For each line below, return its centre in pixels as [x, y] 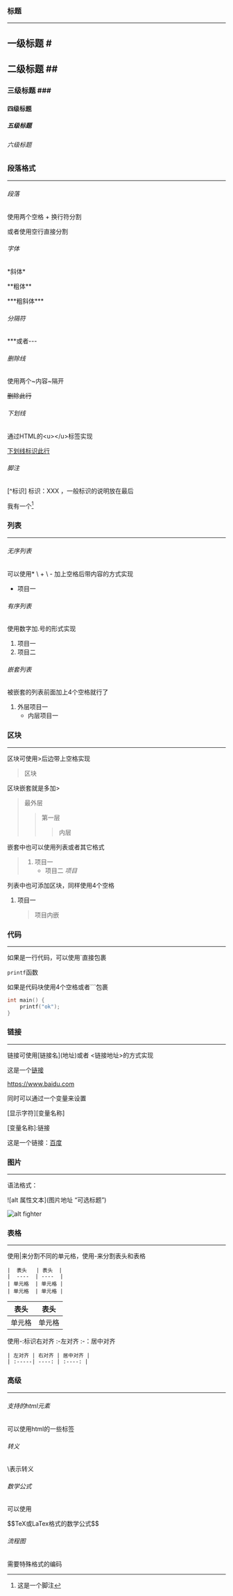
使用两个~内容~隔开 [36, 381]
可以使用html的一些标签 [41, 1428]
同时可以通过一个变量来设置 [47, 1098]
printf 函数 [23, 972]
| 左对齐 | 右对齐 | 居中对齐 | [49, 1356]
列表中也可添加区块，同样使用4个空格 [61, 885]
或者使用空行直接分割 [37, 231]
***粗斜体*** [26, 301]
